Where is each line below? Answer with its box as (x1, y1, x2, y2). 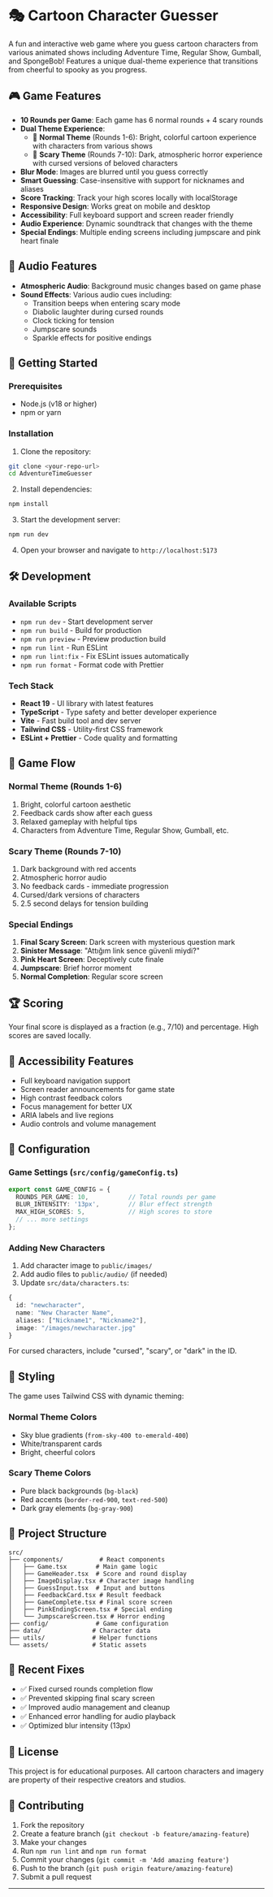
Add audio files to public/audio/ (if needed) (19, 1269, 168, 1280)
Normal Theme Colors (8, 1411, 97, 1423)
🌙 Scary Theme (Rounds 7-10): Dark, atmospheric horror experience (32, 149, 262, 159)
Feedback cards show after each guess (19, 808, 153, 817)
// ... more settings (15, 1215, 89, 1224)
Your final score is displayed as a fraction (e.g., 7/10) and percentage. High (8, 1022, 259, 1032)
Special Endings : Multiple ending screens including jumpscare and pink (19, 227, 262, 236)
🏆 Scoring (8, 996, 63, 1010)
